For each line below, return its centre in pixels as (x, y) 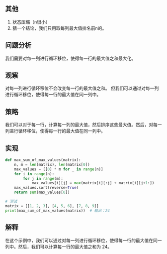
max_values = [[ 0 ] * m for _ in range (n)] (59, 169)
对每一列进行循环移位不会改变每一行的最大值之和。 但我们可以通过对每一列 (82, 88)
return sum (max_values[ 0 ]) (42, 192)
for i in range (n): (34, 174)
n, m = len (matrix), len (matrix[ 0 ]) (52, 164)
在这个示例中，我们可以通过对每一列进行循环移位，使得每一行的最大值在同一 (83, 240)
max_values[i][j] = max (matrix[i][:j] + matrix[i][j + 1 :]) (93, 183)
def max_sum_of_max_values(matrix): (43, 160)
